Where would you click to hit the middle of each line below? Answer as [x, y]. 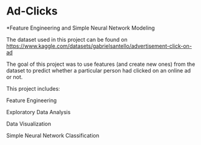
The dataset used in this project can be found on [67, 39]
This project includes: [33, 88]
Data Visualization [29, 124]
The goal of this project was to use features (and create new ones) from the [101, 64]
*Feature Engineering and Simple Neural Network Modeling [81, 28]
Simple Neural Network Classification [53, 135]
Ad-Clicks [32, 11]
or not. [15, 77]
